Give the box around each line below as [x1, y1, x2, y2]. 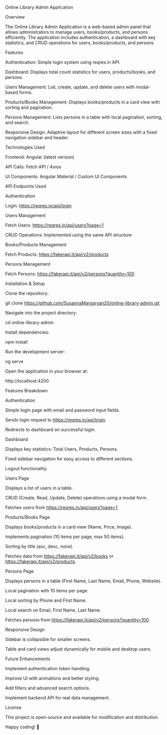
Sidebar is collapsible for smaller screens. [5, 637, 91, 642]
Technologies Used [5, 144, 45, 150]
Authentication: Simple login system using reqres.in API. [5, 59, 121, 65]
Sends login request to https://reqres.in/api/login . [5, 417, 106, 423]
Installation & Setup [5, 281, 45, 286]
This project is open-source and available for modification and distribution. [5, 714, 159, 720]
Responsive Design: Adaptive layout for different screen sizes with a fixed [5, 129, 157, 135]
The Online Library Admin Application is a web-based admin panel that [5, 24, 151, 30]
